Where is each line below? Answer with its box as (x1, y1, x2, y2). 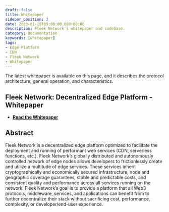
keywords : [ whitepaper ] (5, 36, 55, 41)
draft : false (5, 7, 33, 13)
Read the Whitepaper (12, 114, 59, 120)
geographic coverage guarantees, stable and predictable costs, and (5, 174, 146, 180)
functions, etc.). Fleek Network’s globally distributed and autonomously (5, 152, 154, 159)
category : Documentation (5, 31, 58, 36)
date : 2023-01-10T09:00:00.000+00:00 (5, 21, 85, 27)
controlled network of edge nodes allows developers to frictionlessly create (5, 158, 162, 164)
